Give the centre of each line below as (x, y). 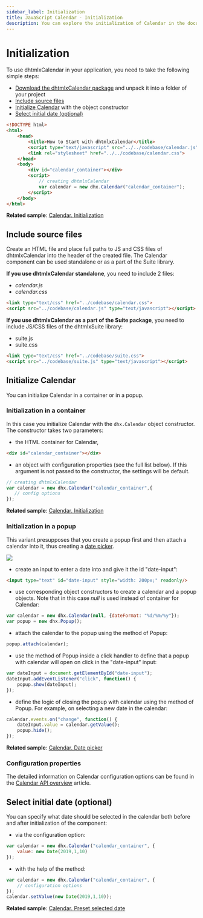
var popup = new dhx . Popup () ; (44, 622)
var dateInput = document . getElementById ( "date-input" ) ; (79, 673)
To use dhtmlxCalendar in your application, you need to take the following (98, 70)
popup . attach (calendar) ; (37, 644)
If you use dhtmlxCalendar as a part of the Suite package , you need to (95, 320)
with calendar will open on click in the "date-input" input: (86, 662)
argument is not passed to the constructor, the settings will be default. (102, 471)
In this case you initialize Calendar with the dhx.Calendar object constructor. (101, 424)
